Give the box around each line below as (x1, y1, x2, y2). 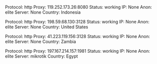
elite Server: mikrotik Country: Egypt (5, 53, 78, 59)
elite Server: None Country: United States (5, 24, 89, 30)
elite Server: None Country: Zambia (5, 39, 77, 44)
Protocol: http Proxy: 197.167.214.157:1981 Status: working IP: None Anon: (5, 48, 150, 54)
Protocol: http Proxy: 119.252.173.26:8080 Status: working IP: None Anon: (5, 4, 152, 10)
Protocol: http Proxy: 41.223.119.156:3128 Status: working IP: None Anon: (5, 34, 150, 39)
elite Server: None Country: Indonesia (5, 9, 81, 15)
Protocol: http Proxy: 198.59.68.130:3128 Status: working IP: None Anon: (5, 19, 150, 24)
